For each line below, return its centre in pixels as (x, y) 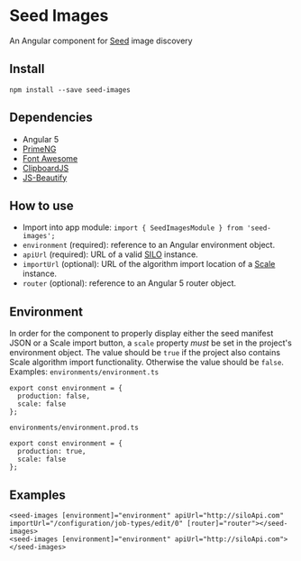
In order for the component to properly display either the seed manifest (141, 334)
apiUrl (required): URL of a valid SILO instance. (110, 254)
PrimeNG (39, 149)
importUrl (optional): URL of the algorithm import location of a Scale (149, 264)
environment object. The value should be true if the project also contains (145, 353)
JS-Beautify (45, 178)
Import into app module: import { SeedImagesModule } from (132, 227)
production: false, (54, 396)
